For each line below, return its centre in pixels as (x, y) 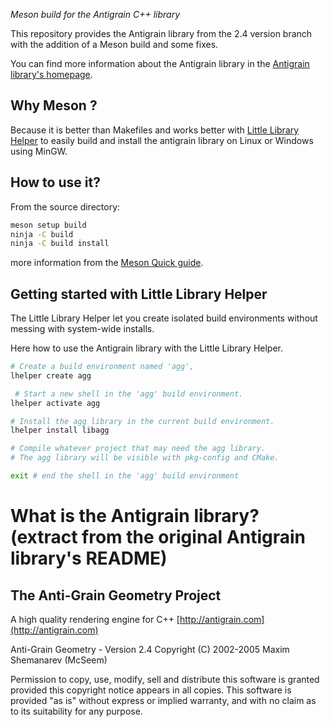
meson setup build (48, 225)
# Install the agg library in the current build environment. (142, 421)
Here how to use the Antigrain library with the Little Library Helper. (147, 348)
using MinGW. (39, 151)
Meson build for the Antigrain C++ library (95, 14)
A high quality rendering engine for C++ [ (95, 619)
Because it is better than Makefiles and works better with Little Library (155, 130)
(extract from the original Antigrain (158, 537)
